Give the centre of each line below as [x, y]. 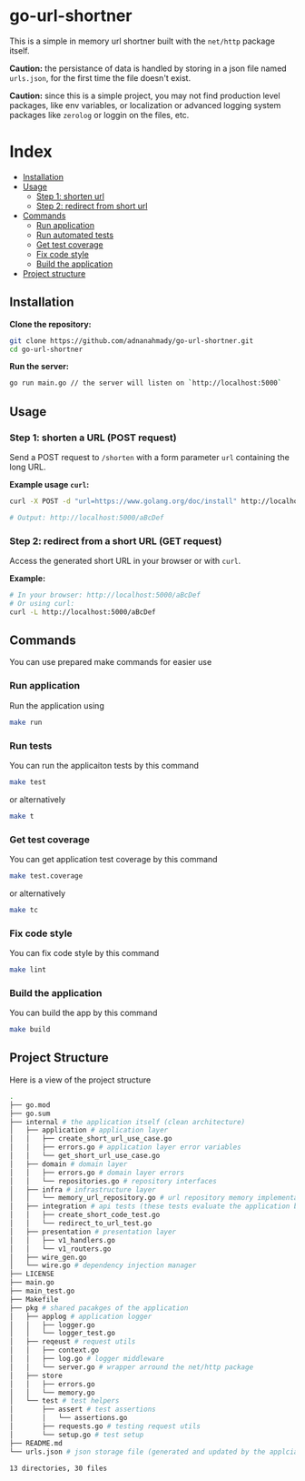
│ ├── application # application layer [89, 1130]
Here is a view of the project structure [80, 1080]
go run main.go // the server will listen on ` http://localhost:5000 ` [146, 383]
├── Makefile [34, 1299]
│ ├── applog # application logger [81, 1316]
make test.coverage [46, 876]
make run [26, 722]
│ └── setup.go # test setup [77, 1435]
